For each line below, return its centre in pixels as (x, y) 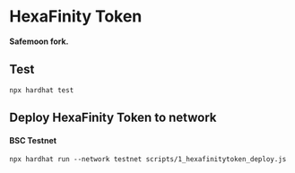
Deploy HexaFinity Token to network (113, 118)
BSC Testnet (33, 140)
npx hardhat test (42, 90)
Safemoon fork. (39, 41)
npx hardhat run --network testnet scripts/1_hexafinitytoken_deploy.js (148, 160)
